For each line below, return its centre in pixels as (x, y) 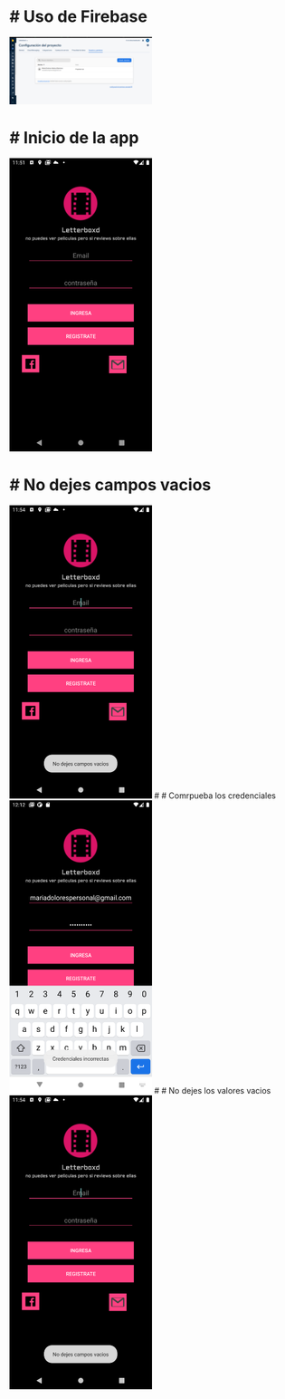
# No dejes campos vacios (110, 485)
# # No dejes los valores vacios (212, 1091)
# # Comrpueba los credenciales (214, 796)
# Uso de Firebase (78, 17)
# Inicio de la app (74, 138)
